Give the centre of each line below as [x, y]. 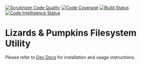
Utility [18, 43]
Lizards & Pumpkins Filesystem [71, 33]
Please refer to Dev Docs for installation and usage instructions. [70, 57]
